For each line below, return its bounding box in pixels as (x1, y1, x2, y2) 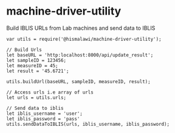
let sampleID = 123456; (6, 57, 67, 63)
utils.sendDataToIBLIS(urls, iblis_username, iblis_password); (6, 121, 170, 127)
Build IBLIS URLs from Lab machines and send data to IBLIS (6, 24, 156, 32)
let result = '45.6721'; (6, 68, 69, 74)
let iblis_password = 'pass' (6, 115, 80, 122)
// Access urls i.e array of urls (6, 89, 94, 95)
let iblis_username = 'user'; (6, 111, 83, 117)
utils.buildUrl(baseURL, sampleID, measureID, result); (6, 78, 151, 84)
